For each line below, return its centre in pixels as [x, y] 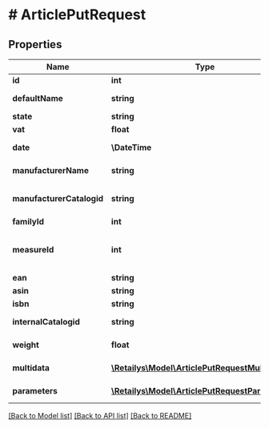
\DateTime [131, 147]
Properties [35, 44]
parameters [35, 391]
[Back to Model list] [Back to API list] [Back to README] [100, 416]
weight [26, 345]
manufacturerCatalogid [58, 198]
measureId [33, 250]
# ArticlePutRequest [77, 15]
